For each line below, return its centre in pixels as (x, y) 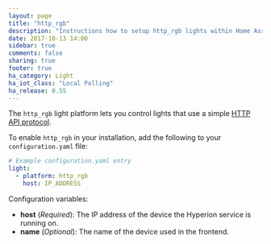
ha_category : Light (41, 76)
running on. (39, 223)
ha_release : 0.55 (38, 91)
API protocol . (30, 122)
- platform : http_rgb (52, 176)
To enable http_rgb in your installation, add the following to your (115, 138)
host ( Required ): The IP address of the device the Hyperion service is (135, 214)
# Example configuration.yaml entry (70, 161)
